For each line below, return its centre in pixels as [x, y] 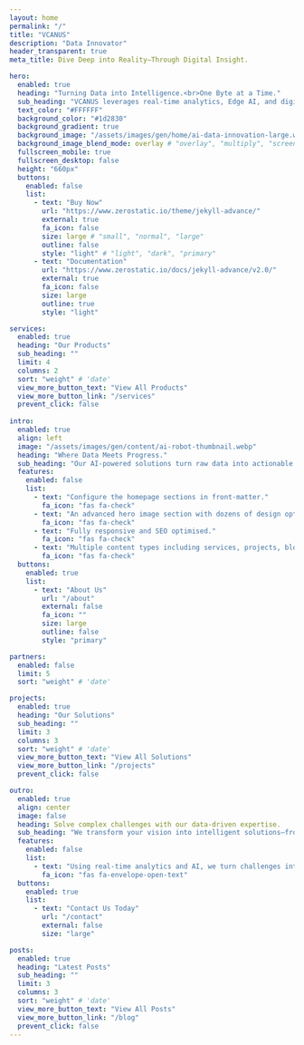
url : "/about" [68, 598]
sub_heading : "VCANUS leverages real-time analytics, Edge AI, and [147, 102]
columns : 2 [38, 371]
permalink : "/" [38, 26]
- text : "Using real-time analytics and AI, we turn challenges [157, 866]
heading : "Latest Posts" [64, 967]
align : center [44, 808]
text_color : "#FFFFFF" [60, 110]
